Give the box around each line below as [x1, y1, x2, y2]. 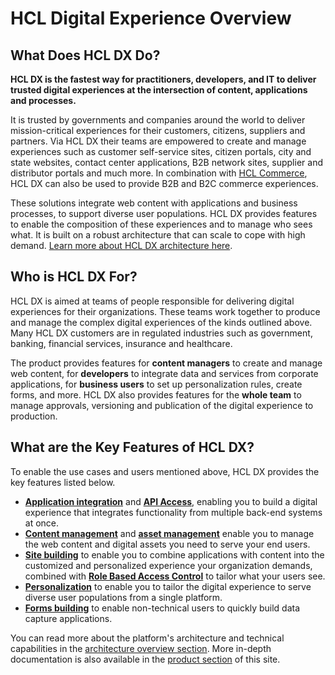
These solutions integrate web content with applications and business [10, 197, 298, 209]
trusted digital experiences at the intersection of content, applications [10, 84, 308, 96]
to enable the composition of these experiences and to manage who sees [10, 218, 313, 230]
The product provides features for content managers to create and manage [10, 357, 323, 369]
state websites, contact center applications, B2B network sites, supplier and [10, 157, 323, 168]
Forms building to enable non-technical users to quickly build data [24, 602, 301, 614]
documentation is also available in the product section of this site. [10, 653, 281, 665]
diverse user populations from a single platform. [24, 591, 223, 603]
